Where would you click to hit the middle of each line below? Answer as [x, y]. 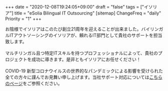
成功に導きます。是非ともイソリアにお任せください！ [86, 59]
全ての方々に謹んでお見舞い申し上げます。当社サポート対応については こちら [84, 77]
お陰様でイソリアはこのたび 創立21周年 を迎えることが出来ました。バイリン [82, 29]
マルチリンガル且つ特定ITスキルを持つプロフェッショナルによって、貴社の [81, 53]
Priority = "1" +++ [23, 19]
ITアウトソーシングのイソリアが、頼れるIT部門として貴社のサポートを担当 [86, 35]
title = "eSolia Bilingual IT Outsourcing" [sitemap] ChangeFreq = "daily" [88, 13]
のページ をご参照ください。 [34, 83]
